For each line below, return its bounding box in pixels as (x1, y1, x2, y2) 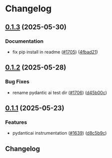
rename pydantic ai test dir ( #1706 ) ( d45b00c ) (12, 89, 107, 95)
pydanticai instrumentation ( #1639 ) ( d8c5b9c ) (12, 130, 107, 136)
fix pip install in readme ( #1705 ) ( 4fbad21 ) (12, 49, 98, 55)
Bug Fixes (5, 78, 30, 85)
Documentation (5, 38, 44, 45)
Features (5, 119, 27, 126)
